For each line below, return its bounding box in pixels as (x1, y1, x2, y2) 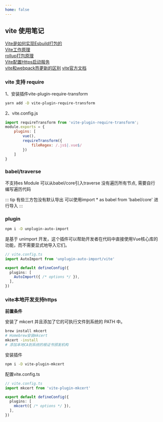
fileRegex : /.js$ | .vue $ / (31, 143, 82, 148)
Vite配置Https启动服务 (5, 59, 50, 65)
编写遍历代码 (5, 186, 31, 192)
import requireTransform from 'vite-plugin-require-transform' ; (5, 120, 139, 125)
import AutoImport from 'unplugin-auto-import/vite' (5, 256, 115, 261)
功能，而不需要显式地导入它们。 (5, 242, 70, 248)
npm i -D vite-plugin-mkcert (5, 362, 65, 366)
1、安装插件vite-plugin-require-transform (5, 90, 88, 96)
